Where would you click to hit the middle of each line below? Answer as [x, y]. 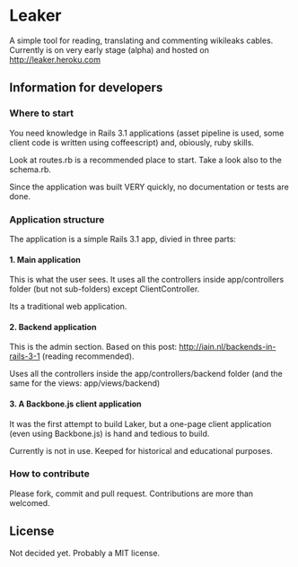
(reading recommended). [88, 356]
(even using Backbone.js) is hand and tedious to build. [110, 433]
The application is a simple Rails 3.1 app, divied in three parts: [123, 239]
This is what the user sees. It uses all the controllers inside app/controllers [147, 280]
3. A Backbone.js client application [75, 404]
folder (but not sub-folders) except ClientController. [105, 289]
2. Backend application [53, 327]
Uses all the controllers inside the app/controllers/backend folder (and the [146, 374]
